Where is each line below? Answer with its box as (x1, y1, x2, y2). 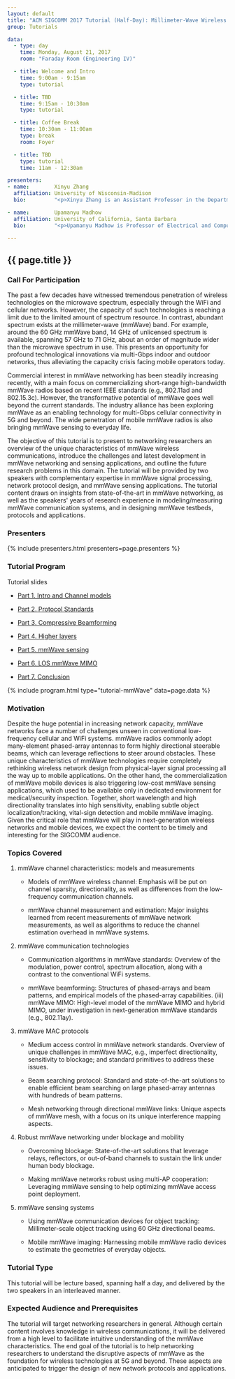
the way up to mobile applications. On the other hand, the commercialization (7, 771, 227, 779)
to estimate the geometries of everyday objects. (27, 1246, 166, 1254)
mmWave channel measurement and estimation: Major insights (27, 906, 209, 914)
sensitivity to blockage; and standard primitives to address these (27, 1055, 215, 1064)
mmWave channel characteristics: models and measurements (17, 864, 195, 872)
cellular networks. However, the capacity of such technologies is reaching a (7, 305, 226, 315)
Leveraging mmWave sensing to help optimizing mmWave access (27, 1183, 217, 1191)
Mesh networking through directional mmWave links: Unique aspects (27, 1105, 226, 1113)
